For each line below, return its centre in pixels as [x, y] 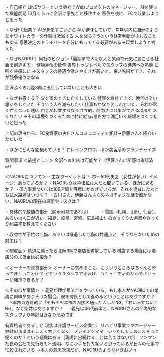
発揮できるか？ [29, 280]
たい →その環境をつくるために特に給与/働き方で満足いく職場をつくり [83, 116]
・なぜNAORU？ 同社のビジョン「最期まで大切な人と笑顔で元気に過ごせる [80, 59]
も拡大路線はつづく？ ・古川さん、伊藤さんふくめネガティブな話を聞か [76, 195]
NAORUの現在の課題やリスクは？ [47, 201]
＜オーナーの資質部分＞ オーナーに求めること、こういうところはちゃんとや [81, 267]
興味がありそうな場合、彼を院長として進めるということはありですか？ [84, 296]
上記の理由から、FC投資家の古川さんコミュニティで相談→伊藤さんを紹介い [81, 133]
